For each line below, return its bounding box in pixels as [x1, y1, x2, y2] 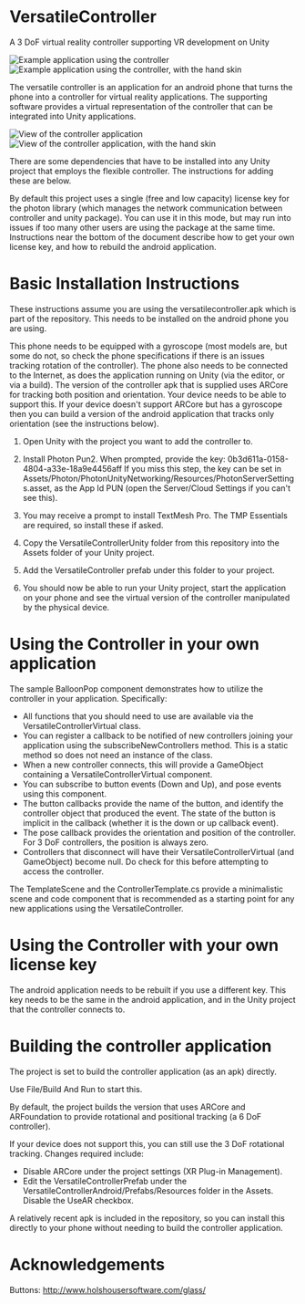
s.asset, [22, 482, 53, 494]
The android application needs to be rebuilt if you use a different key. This [9, 984, 287, 996]
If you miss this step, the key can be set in [124, 463, 282, 474]
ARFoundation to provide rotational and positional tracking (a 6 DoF [9, 1111, 262, 1121]
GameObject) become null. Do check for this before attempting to [22, 856, 269, 867]
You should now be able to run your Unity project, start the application [22, 582, 287, 593]
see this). [22, 492, 58, 503]
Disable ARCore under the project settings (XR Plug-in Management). [22, 1165, 283, 1176]
